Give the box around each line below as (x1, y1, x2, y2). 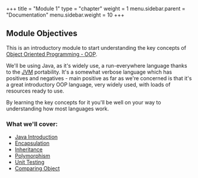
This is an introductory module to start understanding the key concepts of (6, 44, 187, 51)
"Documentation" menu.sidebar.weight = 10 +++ (6, 11, 124, 18)
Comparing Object (14, 165, 60, 172)
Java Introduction (14, 133, 58, 141)
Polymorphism (14, 152, 50, 160)
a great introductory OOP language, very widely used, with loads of (6, 81, 171, 88)
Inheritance (14, 146, 43, 153)
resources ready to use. (6, 87, 65, 94)
